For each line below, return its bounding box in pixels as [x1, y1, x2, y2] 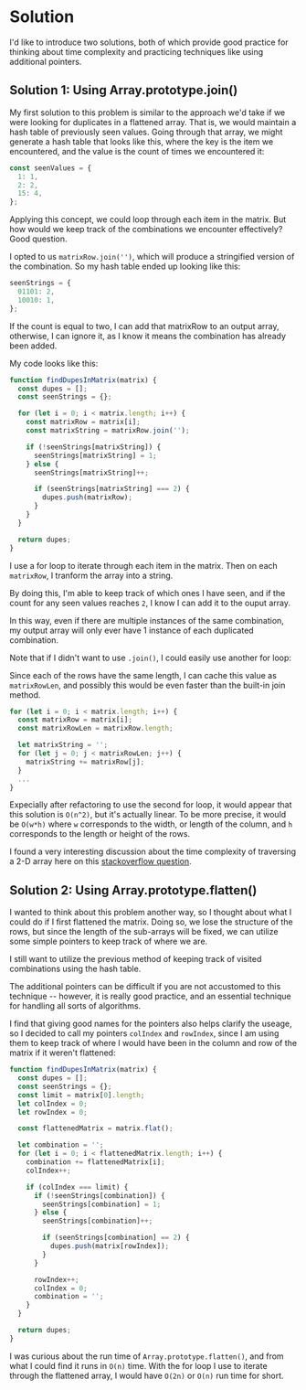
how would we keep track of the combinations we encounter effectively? [9, 224, 283, 235]
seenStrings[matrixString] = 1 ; [33, 451, 157, 460]
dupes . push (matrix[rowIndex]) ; [49, 1242, 170, 1251]
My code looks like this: [9, 358, 99, 369]
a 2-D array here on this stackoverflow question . [9, 856, 192, 867]
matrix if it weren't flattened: [9, 1047, 116, 1058]
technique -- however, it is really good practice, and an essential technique [9, 990, 291, 1002]
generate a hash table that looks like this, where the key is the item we [9, 135, 274, 147]
